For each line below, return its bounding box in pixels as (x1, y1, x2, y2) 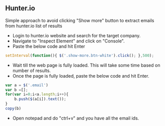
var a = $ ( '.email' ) (5, 83, 49, 88)
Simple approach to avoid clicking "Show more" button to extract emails (5, 17, 154, 23)
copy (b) (5, 106, 22, 111)
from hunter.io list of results (5, 23, 62, 29)
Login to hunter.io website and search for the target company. (12, 32, 141, 38)
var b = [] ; (5, 87, 28, 92)
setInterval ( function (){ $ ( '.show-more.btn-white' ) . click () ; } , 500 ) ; (5, 53, 154, 58)
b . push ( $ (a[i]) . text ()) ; (14, 97, 66, 102)
